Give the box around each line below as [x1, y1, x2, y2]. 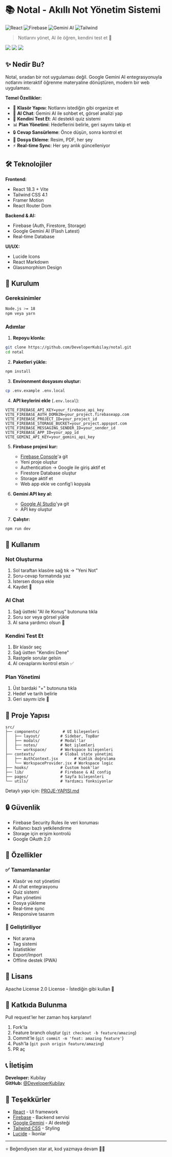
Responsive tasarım [12, 910, 55, 917]
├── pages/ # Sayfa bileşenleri [5, 774, 104, 780]
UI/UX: [5, 243, 20, 250]
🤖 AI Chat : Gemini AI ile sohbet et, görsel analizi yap [12, 110, 123, 116]
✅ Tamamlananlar [5, 866, 51, 873]
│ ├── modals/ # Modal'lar [5, 738, 86, 744]
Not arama [12, 935, 35, 941]
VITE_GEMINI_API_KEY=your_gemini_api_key [5, 434, 95, 440]
